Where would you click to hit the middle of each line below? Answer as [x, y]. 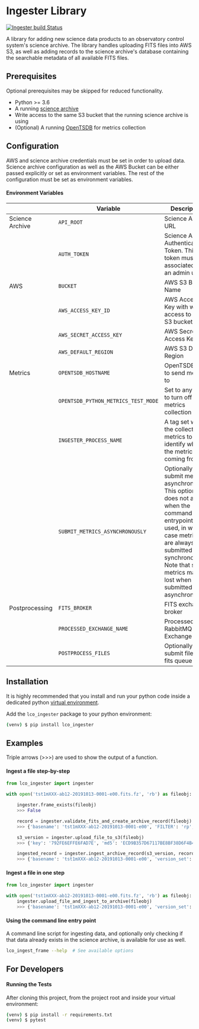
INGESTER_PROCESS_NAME [90, 440]
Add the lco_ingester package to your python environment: [79, 714]
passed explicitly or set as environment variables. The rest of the [85, 173]
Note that [177, 565]
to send [175, 373]
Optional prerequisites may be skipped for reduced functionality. [85, 91]
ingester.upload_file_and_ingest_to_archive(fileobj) [84, 901]
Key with [176, 307]
